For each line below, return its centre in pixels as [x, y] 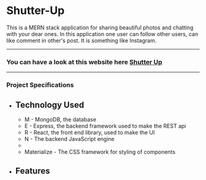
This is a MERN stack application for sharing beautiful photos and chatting [100, 27]
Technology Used [50, 105]
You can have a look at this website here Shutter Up [84, 62]
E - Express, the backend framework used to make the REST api [105, 126]
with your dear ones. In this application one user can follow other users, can [102, 34]
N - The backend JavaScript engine [69, 139]
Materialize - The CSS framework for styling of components [100, 152]
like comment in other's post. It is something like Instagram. [82, 40]
